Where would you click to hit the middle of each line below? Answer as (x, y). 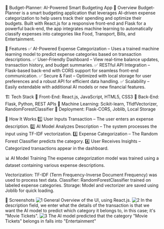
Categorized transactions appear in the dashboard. (57, 148)
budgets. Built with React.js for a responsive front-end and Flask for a (76, 23)
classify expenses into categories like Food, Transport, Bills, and (70, 34)
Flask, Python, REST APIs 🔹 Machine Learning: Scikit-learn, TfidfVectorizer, (82, 104)
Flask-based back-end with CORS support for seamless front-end (72, 71)
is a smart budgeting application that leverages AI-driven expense (89, 13)
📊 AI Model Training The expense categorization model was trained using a (82, 158)
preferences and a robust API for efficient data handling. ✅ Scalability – (77, 81)
